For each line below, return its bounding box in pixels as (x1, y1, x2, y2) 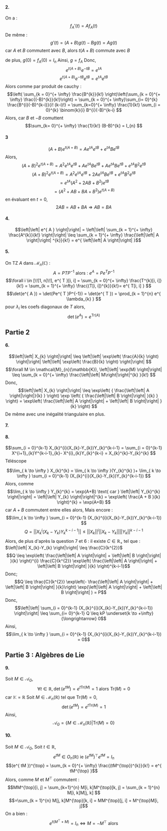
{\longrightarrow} (61, 615, 97, 621)
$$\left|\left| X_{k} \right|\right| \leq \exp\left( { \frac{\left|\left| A (18, 387, 150, 393)
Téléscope (5, 458, 27, 464)
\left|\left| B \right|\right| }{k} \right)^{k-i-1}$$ (37, 563, 131, 569)
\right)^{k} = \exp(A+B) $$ (56, 499, 111, 505)
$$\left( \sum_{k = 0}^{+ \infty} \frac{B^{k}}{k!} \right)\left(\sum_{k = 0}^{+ (6, 91, 161, 97)
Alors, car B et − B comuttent (5, 115, 64, 121)
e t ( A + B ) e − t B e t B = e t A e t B (59, 75, 108, 82)
